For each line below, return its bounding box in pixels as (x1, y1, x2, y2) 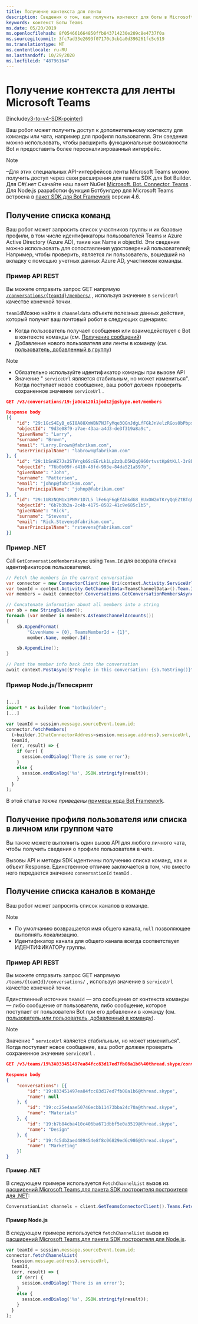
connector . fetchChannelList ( (6, 1253, 78, 1259)
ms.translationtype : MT (6, 42, 65, 48)
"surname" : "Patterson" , (16, 475, 78, 481)
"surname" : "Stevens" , (16, 514, 72, 519)
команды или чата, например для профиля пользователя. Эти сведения (6, 133, 187, 140)
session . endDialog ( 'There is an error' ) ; (21, 1280, 126, 1286)
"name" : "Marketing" (27, 1143, 78, 1149)
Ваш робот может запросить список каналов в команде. (6, 902, 149, 909)
